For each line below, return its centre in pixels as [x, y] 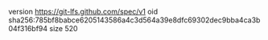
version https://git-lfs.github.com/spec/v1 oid [83, 12]
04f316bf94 [28, 28]
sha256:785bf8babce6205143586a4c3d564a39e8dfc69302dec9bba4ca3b [134, 20]
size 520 [64, 28]
